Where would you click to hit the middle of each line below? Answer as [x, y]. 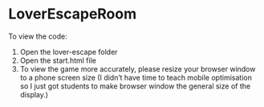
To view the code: [38, 36]
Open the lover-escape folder [69, 51]
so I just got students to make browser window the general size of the [135, 86]
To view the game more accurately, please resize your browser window [138, 68]
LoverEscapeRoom [73, 14]
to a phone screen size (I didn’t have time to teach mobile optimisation [136, 77]
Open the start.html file [58, 60]
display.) [34, 94]
